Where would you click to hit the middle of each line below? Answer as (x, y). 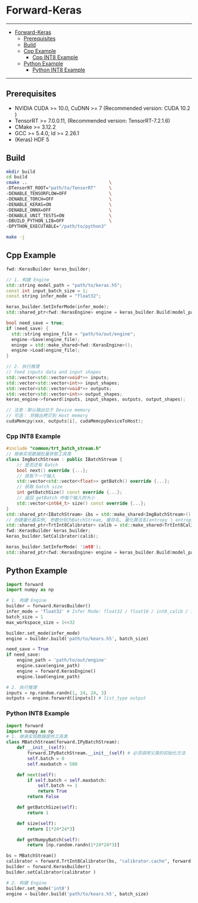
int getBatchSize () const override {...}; (70, 493)
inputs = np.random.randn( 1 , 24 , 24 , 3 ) (57, 693)
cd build (17, 177)
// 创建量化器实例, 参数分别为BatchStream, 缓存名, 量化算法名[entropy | (90, 520)
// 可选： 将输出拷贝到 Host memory (47, 416)
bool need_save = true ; (35, 323)
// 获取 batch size (40, 487)
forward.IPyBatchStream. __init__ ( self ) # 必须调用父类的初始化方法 (106, 753)
